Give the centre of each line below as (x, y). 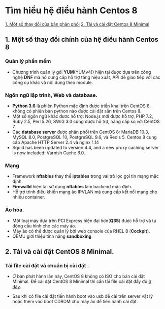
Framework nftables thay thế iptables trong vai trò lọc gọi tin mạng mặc (85, 176)
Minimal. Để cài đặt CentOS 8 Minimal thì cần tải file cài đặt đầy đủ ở (82, 281)
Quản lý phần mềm (28, 61)
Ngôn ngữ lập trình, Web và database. (51, 95)
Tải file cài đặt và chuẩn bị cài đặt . (47, 265)
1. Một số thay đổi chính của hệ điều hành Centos (82, 40)
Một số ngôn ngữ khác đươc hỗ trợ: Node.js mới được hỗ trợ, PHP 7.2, (83, 116)
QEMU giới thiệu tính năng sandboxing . (52, 236)
